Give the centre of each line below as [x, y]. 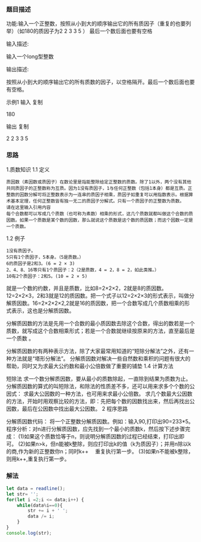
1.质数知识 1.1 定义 [28, 169]
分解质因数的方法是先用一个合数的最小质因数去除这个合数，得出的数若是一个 [100, 323]
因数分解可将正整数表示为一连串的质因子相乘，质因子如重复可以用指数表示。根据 [104, 195]
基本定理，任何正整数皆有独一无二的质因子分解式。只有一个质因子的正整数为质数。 [97, 201]
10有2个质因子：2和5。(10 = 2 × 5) [47, 276]
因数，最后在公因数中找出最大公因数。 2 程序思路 [67, 408]
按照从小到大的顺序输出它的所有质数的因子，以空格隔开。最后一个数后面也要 [100, 82]
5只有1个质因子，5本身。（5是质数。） [45, 257]
